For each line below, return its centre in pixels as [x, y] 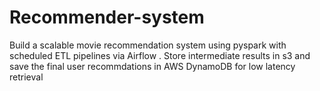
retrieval [26, 77]
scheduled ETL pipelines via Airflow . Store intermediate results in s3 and [160, 55]
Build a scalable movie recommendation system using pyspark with [148, 45]
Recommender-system [107, 17]
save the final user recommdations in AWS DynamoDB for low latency [152, 66]
